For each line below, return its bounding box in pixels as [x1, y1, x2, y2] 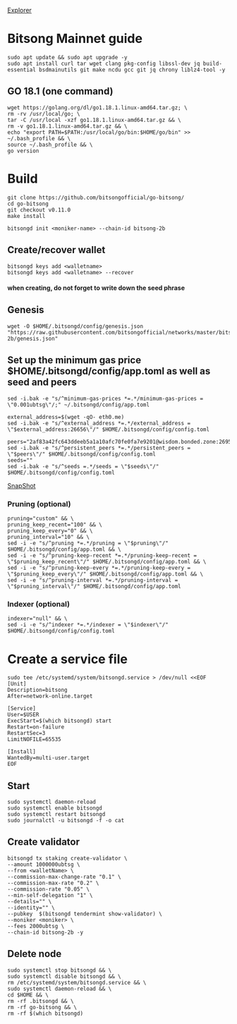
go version [7, 147, 39, 154]
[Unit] [7, 681, 27, 688]
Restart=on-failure [7, 724, 65, 731]
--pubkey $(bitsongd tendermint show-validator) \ [7, 910, 162, 918]
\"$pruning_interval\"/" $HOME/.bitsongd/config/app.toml [7, 583, 181, 590]
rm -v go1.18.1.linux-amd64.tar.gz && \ [7, 123, 128, 130]
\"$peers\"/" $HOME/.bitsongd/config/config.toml [7, 451, 157, 458]
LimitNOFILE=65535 [7, 736, 61, 743]
